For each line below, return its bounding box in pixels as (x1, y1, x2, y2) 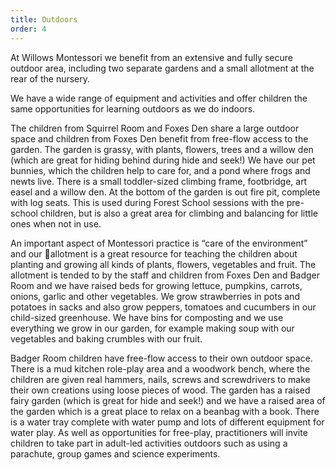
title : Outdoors (10, 14, 78, 25)
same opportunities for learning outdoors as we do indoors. (10, 102, 256, 115)
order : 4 (10, 24, 47, 34)
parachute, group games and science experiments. (10, 447, 221, 460)
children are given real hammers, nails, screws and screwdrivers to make (10, 373, 311, 385)
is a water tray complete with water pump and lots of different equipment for (10, 416, 325, 428)
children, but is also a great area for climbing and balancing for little (39, 207, 318, 219)
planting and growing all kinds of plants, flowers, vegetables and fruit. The (10, 258, 317, 270)
